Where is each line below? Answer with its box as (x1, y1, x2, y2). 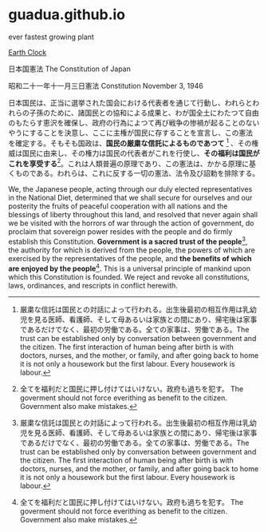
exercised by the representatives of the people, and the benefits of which (8, 253, 252, 263)
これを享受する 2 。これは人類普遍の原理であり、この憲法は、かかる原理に (8, 157, 250, 169)
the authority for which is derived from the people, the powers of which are (8, 245, 255, 255)
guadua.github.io (8, 6, 126, 24)
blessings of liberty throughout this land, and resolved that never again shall (8, 210, 258, 220)
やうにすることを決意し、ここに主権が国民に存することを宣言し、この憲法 (8, 128, 254, 137)
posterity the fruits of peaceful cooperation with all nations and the (8, 201, 228, 211)
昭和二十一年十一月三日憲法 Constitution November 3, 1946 (8, 81, 203, 90)
